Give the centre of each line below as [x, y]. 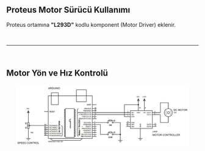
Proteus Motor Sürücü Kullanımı [68, 10]
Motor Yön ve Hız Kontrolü [57, 73]
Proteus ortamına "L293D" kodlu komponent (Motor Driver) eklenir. [91, 24]
